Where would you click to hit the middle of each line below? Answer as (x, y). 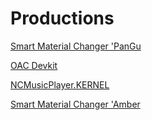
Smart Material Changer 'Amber (75, 104)
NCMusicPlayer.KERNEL (60, 84)
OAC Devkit (34, 65)
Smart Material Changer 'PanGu (76, 46)
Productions (62, 18)
